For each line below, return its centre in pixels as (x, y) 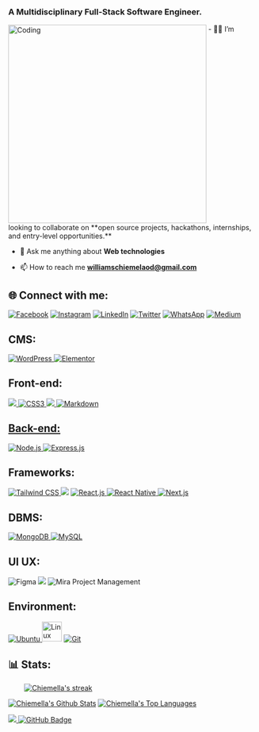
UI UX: (25, 562)
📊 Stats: (30, 665)
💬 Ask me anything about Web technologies (92, 252)
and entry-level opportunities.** (60, 236)
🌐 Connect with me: (58, 295)
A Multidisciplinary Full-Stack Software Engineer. (105, 12)
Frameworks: (42, 472)
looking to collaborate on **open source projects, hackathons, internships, (130, 228)
